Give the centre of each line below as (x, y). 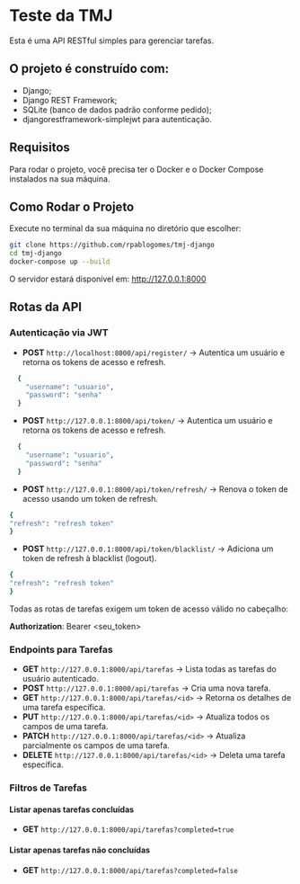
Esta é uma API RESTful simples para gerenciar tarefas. (111, 40)
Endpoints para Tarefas (62, 649)
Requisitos (40, 148)
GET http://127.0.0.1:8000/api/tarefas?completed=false (130, 870)
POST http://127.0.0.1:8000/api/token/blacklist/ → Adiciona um (148, 549)
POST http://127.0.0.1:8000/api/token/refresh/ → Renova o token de (155, 489)
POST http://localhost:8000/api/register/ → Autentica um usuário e (154, 353)
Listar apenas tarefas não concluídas (80, 850)
